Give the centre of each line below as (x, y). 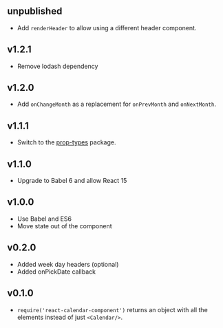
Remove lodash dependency (57, 66)
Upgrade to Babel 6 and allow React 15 (72, 181)
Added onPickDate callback (56, 272)
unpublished (35, 11)
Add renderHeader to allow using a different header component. (107, 28)
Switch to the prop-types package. (66, 142)
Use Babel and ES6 (44, 219)
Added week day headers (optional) (68, 264)
